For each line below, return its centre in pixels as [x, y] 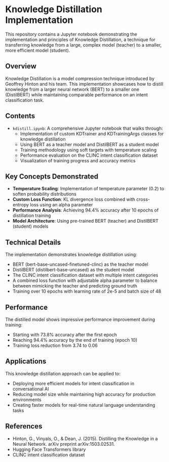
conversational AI [31, 388]
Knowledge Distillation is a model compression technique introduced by [80, 78]
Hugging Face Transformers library [49, 449]
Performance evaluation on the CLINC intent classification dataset [89, 155]
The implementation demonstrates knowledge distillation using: [71, 255]
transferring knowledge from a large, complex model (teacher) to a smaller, [83, 45]
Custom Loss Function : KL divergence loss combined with [74, 199]
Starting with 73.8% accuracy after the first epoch [65, 335]
